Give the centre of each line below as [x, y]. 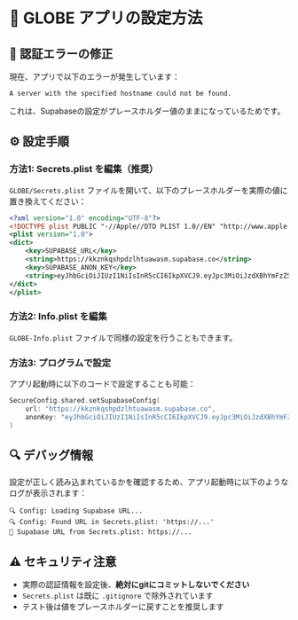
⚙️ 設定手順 [39, 141]
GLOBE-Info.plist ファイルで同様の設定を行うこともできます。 [123, 337]
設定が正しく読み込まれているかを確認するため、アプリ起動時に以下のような [149, 482]
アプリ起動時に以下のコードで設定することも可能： [102, 384]
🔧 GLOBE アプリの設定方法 [106, 18]
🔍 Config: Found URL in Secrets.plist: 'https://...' [112, 522]
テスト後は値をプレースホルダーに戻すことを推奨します [123, 607]
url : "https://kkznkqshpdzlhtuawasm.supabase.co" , [121, 409]
